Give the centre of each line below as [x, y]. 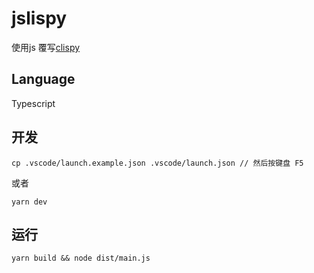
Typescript [33, 103]
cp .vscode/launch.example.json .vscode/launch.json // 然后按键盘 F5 [157, 163]
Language [43, 79]
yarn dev [29, 202]
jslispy [39, 18]
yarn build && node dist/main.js [81, 258]
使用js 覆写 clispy [46, 47]
